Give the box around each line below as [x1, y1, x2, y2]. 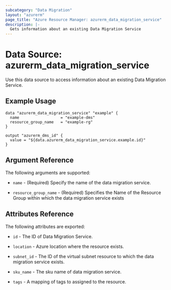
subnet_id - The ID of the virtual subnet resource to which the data [12, 253, 154, 259]
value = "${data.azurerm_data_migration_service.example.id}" [10, 137, 146, 143]
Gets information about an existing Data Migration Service [10, 27, 141, 32]
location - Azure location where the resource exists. [12, 243, 124, 249]
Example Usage [5, 97, 56, 106]
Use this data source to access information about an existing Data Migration [5, 76, 166, 83]
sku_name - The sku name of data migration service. [12, 268, 122, 275]
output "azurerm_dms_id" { [5, 133, 63, 138]
